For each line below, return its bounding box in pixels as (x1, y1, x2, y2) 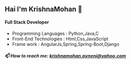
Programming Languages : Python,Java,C (12, 30, 99, 36)
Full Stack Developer (5, 19, 49, 25)
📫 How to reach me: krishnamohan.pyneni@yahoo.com (5, 53, 126, 59)
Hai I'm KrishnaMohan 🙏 (5, 5, 82, 14)
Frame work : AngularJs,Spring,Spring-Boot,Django (12, 41, 119, 47)
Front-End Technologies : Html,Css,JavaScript (12, 36, 109, 42)
